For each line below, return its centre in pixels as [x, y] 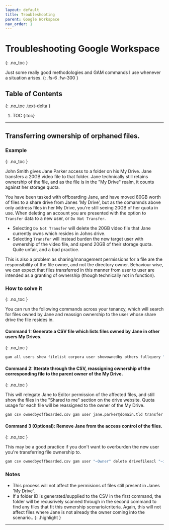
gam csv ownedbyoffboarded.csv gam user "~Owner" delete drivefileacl [81, 462]
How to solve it [24, 288]
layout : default [22, 10]
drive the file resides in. [29, 320]
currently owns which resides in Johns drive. [59, 233]
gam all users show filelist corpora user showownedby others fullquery [83, 357]
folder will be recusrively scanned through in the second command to [84, 501]
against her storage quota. [33, 187]
